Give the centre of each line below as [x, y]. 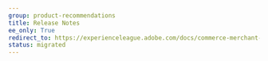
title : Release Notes [44, 23]
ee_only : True [32, 30]
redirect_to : [30, 38]
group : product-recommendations [62, 15]
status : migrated [37, 45]
